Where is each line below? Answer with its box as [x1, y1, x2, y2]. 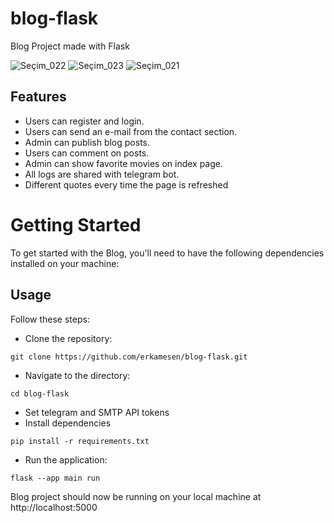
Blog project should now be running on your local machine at [10, 490, 262, 502]
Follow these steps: [10, 313, 90, 325]
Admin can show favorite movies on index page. [24, 157, 223, 169]
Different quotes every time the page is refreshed [24, 178, 229, 191]
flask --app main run [10, 473, 101, 483]
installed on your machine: [10, 257, 120, 269]
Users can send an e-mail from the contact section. [24, 125, 238, 137]
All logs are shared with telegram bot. [24, 168, 180, 180]
